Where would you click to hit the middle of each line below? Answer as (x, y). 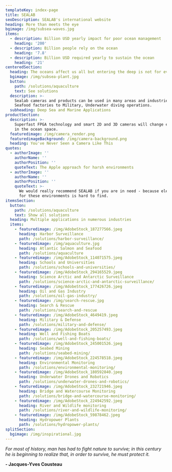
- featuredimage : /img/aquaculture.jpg (57, 243)
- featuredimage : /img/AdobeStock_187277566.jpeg (69, 229)
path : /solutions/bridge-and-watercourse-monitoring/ (78, 396)
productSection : (23, 115)
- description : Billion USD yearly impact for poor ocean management (85, 39)
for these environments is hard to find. (64, 196)
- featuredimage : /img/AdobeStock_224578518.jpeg (69, 358)
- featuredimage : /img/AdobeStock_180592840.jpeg (69, 372)
